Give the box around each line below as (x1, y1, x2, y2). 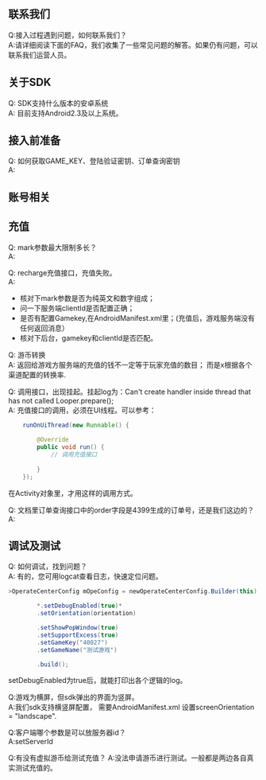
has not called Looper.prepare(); (8, 396, 114, 405)
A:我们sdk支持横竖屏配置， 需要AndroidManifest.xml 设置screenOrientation (8, 703, 255, 712)
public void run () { (37, 443, 105, 451)
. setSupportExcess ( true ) (37, 631, 119, 639)
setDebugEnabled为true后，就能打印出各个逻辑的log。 (8, 676, 187, 685)
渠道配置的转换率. (8, 369, 67, 380)
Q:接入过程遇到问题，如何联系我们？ (8, 30, 127, 40)
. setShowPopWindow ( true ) (37, 624, 119, 632)
